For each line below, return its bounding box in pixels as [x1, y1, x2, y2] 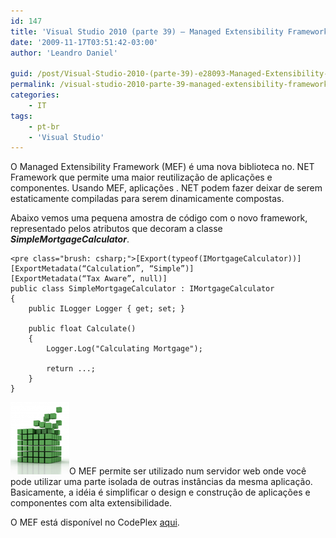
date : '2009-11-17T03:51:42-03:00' [10, 37, 159, 47]
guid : [10, 69, 33, 79]
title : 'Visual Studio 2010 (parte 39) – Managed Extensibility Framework [10, 26, 329, 37]
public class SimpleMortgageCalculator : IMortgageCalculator [10, 284, 275, 294]
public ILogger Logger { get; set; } [28, 304, 186, 314]
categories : [10, 90, 60, 100]
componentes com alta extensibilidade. [10, 497, 173, 509]
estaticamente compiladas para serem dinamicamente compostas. [10, 193, 285, 205]
